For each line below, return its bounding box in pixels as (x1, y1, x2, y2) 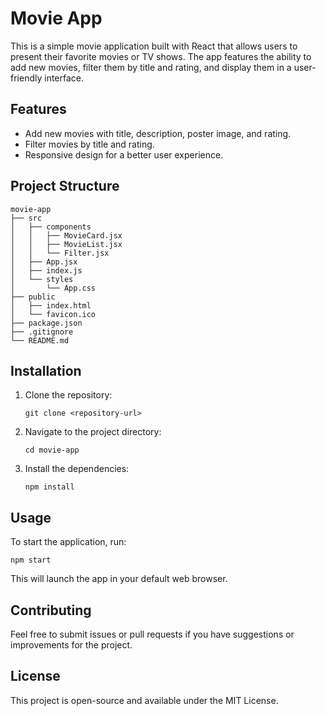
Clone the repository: (24, 389, 113, 401)
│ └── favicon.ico (10, 309, 97, 319)
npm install (24, 482, 75, 492)
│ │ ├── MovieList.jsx (10, 239, 123, 249)
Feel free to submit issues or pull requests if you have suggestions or (10, 628, 295, 640)
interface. (44, 72, 85, 84)
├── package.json (10, 318, 83, 328)
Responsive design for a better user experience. (24, 148, 224, 161)
